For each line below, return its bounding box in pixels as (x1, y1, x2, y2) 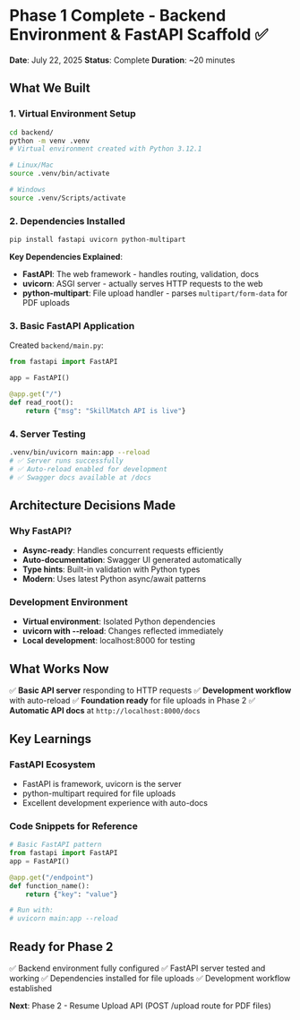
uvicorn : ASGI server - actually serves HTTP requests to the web (21, 278, 263, 289)
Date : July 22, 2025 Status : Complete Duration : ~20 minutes (9, 55, 236, 65)
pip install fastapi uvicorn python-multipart (9, 235, 186, 245)
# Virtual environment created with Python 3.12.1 (9, 144, 202, 153)
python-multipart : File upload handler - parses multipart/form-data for (21, 288, 288, 298)
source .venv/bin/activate (9, 169, 110, 178)
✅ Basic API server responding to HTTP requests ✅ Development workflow (9, 685, 292, 696)
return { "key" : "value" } (25, 889, 118, 899)
